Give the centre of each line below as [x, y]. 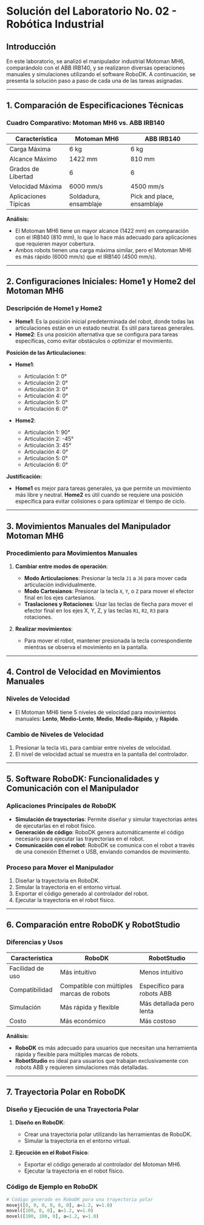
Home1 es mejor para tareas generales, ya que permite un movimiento [103, 488]
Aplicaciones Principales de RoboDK [61, 806]
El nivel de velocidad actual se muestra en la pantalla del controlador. [101, 755]
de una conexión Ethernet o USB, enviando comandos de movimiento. [103, 851]
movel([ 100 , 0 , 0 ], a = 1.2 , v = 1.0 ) [50, 1211]
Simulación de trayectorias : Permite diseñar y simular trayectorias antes [106, 819]
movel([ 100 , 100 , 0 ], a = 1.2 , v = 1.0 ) [53, 1216]
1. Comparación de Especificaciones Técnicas [95, 106]
